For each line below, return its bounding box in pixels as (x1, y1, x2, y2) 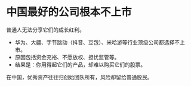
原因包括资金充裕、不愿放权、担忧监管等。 (14, 53, 120, 60)
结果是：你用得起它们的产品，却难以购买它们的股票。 (14, 60, 146, 68)
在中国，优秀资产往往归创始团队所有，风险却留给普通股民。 (6, 74, 153, 81)
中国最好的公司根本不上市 (6, 5, 133, 19)
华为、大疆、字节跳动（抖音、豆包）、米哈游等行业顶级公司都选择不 (14, 39, 180, 46)
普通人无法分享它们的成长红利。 (6, 26, 85, 33)
